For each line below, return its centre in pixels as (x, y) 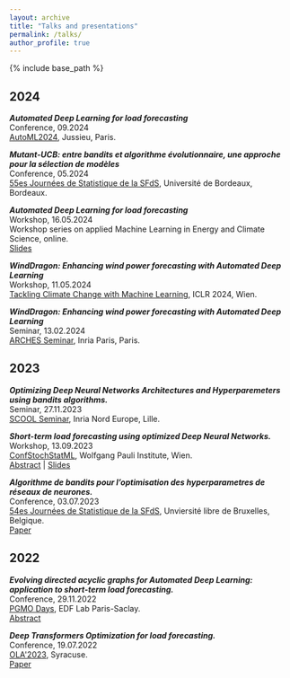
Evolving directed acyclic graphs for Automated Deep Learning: (131, 579)
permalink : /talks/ (46, 34)
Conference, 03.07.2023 (54, 501)
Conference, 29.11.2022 (53, 599)
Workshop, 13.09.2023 (51, 445)
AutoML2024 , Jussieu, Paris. (63, 137)
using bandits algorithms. (59, 400)
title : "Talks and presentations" (74, 26)
